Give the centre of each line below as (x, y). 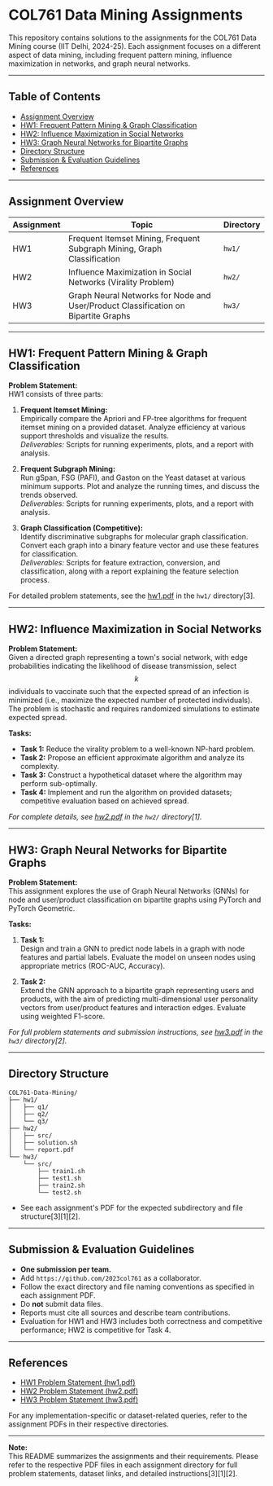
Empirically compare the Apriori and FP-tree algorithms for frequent (134, 419)
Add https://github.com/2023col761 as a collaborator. (110, 1277)
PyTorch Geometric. (42, 908)
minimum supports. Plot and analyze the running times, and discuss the (140, 486)
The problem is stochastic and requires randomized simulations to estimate (134, 709)
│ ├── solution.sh (43, 1142)
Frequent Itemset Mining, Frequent (134, 238)
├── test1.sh (60, 1178)
